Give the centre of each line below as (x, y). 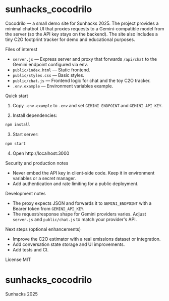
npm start (16, 143)
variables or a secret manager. (44, 178)
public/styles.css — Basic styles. (48, 75)
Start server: (25, 134)
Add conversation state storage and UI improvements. (69, 244)
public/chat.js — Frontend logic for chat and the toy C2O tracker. (81, 80)
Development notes (25, 193)
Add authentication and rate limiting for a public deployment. (75, 184)
